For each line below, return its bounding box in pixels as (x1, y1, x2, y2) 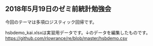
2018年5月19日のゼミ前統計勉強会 (5, 4, 111, 13)
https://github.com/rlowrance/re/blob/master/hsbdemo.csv (5, 35, 128, 41)
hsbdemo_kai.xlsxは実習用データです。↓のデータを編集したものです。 (5, 29, 150, 35)
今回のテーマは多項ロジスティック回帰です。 (5, 19, 97, 25)
